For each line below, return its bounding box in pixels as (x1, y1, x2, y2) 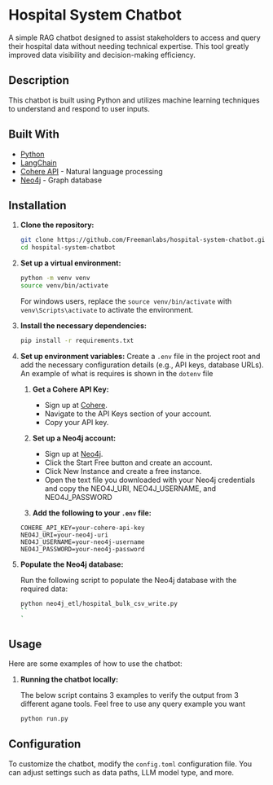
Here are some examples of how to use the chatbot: (8, 659, 183, 669)
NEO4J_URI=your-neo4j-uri (20, 531, 108, 539)
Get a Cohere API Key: (32, 384, 109, 394)
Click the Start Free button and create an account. (44, 458, 213, 467)
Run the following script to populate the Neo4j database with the (20, 575, 237, 585)
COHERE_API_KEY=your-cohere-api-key (20, 524, 145, 532)
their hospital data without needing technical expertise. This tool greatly (8, 41, 249, 50)
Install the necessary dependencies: (20, 320, 147, 331)
